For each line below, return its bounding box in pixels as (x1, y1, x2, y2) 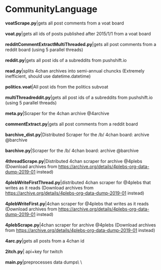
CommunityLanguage (5, 3, 97, 15)
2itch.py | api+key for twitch (5, 248, 63, 254)
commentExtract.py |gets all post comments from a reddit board (5, 121, 138, 127)
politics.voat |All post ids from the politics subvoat (5, 83, 108, 89)
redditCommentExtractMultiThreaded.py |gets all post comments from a (5, 41, 156, 47)
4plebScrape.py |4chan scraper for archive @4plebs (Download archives (5, 221, 156, 228)
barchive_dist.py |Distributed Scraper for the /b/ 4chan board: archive (5, 131, 149, 137)
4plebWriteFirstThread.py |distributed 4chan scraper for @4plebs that (5, 179, 151, 185)
